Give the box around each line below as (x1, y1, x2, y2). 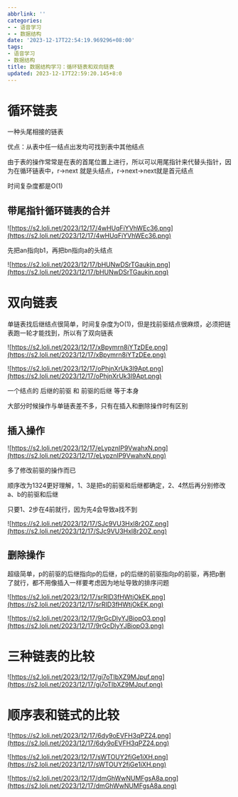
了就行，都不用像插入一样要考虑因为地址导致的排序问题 (7, 578, 169, 587)
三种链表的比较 (7, 648, 95, 665)
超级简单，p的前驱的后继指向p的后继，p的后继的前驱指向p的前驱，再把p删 (7, 569, 226, 578)
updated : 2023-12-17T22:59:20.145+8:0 (7, 70, 122, 77)
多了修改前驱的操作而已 (7, 466, 76, 474)
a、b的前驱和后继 (7, 490, 59, 498)
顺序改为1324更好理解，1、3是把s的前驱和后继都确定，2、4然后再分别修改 (7, 481, 226, 489)
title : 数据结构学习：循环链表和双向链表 (7, 63, 115, 70)
